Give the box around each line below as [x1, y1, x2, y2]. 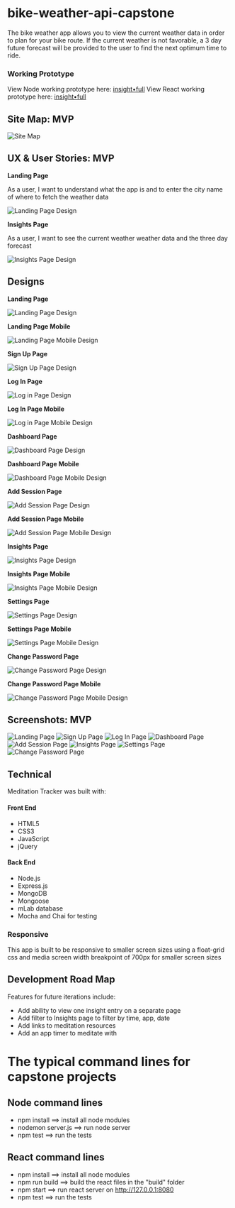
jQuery [17, 842, 38, 850]
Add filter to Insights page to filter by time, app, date [17, 1014, 171, 1022]
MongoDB [17, 889, 47, 897]
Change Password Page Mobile [7, 679, 101, 688]
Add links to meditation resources [17, 1021, 116, 1030]
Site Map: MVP [7, 113, 74, 125]
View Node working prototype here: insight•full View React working [7, 85, 205, 94]
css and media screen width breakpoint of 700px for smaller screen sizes [7, 953, 222, 961]
